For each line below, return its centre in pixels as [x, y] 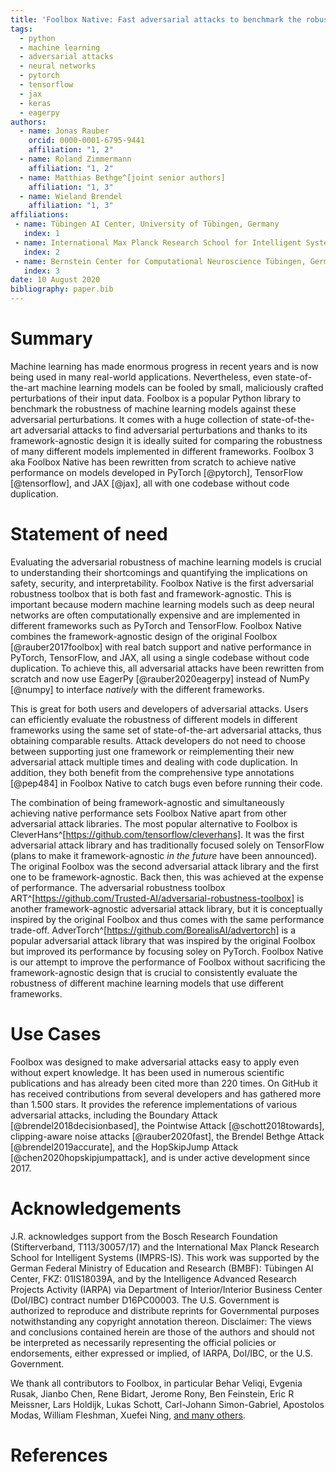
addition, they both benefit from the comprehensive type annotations [152, 772]
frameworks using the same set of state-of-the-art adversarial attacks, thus [166, 730]
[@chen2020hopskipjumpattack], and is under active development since [160, 1157]
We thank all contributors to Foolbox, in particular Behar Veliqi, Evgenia [156, 1383]
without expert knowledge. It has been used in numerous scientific [147, 1072]
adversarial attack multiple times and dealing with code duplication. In [154, 762]
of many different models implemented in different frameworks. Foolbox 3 [162, 451]
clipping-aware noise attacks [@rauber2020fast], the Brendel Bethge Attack [167, 1136]
